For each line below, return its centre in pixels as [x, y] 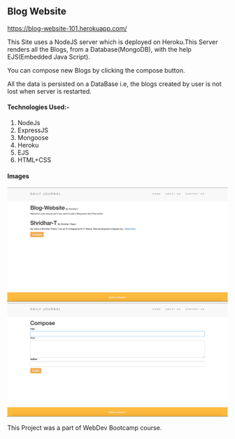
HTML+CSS [34, 160]
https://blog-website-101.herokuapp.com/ [67, 28]
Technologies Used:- [38, 107]
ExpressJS [33, 130]
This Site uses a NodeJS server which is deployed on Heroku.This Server [113, 42]
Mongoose [33, 138]
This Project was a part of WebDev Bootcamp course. [85, 427]
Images [18, 176]
